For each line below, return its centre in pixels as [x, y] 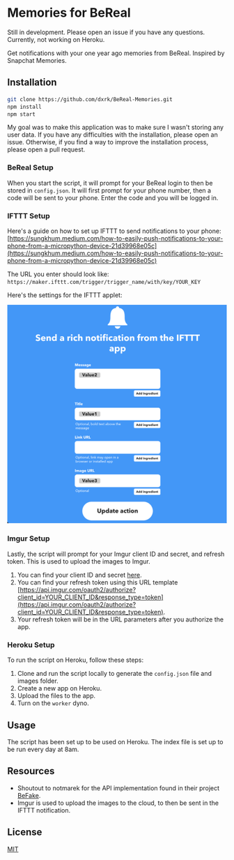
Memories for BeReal [69, 13]
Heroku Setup [31, 644]
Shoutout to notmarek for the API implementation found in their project [118, 788]
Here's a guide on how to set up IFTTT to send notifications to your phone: [114, 231]
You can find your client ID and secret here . [79, 575]
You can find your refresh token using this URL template [97, 582]
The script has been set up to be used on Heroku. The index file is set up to [115, 741]
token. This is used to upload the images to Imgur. [79, 561]
